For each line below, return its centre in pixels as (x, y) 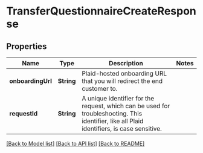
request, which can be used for (126, 106)
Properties (27, 46)
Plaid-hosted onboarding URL (124, 73)
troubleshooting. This (112, 113)
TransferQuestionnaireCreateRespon (101, 11)
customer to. (99, 89)
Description (126, 63)
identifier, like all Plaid (112, 121)
